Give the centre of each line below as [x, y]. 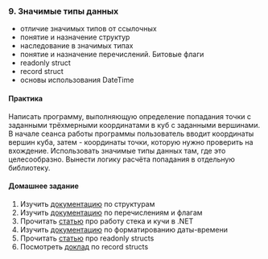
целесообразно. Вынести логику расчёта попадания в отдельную [122, 159]
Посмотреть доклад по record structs [84, 246]
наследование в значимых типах [76, 46]
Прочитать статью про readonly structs [87, 238]
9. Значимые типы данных [64, 11]
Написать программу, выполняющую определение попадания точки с [130, 116]
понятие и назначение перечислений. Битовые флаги [112, 55]
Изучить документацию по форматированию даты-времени [124, 229]
